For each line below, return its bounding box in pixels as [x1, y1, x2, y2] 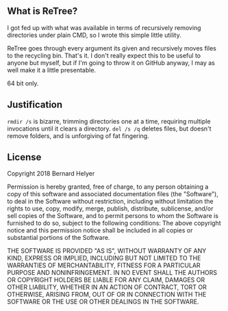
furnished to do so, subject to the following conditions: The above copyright [7, 219, 221, 228]
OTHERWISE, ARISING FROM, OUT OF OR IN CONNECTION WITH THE [7, 290, 207, 299]
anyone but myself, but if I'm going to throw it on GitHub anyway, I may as [7, 58, 216, 67]
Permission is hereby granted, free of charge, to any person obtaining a [7, 182, 209, 191]
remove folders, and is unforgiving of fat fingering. [7, 131, 149, 139]
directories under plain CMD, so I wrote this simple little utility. [7, 31, 181, 39]
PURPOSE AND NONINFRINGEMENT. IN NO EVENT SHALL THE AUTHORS [7, 269, 218, 277]
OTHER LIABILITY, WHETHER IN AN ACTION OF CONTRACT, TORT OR [7, 283, 207, 291]
